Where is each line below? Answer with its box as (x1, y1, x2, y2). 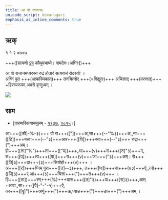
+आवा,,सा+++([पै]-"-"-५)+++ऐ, (5, 183, 65, 188)
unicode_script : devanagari (5, 12, 66, 17)
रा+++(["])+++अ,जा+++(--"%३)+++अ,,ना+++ (54, 130, 146, 136)
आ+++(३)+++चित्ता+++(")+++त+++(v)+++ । (30, 171, 119, 177)
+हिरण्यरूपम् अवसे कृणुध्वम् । (5, 82, 53, 88)
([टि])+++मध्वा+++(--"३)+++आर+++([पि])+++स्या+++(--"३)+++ (5, 136, 131, 142)
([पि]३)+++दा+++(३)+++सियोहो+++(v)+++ (5, 159, 88, 165)
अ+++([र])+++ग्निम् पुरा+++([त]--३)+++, (5, 165, 83, 171)
